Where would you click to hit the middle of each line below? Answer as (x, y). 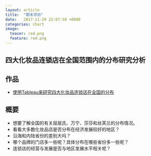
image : (12, 29)
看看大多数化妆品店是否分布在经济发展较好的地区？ (66, 129)
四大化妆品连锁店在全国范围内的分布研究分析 (75, 60)
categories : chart (25, 24)
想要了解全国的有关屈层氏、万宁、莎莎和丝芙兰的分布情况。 (75, 123)
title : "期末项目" (24, 15)
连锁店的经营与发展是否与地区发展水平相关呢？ (62, 148)
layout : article (22, 10)
